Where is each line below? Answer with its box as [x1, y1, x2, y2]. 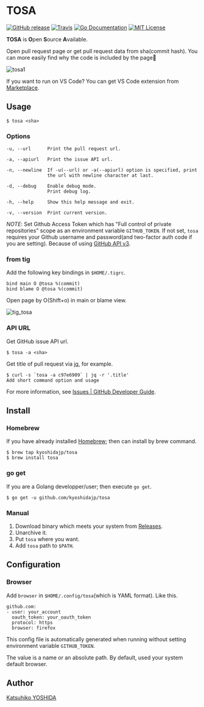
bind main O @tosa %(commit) [6, 281, 80, 287]
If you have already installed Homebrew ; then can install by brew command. [6, 438, 197, 445]
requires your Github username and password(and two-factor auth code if [6, 233, 192, 241]
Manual [6, 508, 29, 517]
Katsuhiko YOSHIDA [6, 694, 57, 702]
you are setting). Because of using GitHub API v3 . [6, 240, 131, 247]
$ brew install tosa [6, 455, 59, 461]
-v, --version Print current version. [6, 210, 108, 216]
